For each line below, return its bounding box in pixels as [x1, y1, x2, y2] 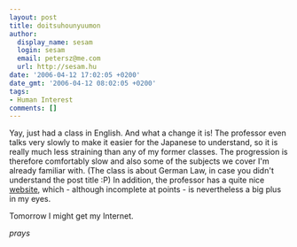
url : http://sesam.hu [17, 63, 98, 72]
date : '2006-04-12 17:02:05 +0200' [9, 71, 141, 80]
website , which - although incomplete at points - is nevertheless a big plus [9, 184, 282, 195]
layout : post [9, 12, 58, 22]
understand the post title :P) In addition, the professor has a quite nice [9, 174, 265, 186]
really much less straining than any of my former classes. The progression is [9, 147, 288, 158]
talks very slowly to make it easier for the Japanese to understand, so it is [9, 137, 278, 148]
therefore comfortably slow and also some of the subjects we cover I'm [9, 156, 270, 166]
